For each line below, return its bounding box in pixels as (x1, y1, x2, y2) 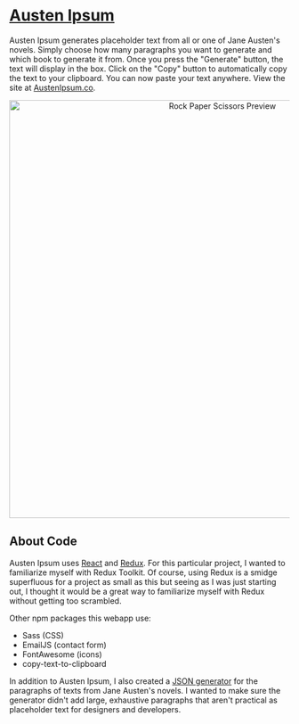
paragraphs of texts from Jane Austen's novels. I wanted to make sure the (9, 685, 281, 695)
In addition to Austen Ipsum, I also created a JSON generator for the (9, 675, 258, 687)
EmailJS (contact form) (21, 639, 107, 650)
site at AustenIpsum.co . (9, 82, 96, 93)
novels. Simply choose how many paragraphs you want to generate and (9, 44, 272, 54)
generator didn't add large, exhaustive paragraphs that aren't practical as (9, 695, 278, 705)
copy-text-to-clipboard (21, 658, 107, 669)
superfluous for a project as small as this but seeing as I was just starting (9, 576, 277, 587)
